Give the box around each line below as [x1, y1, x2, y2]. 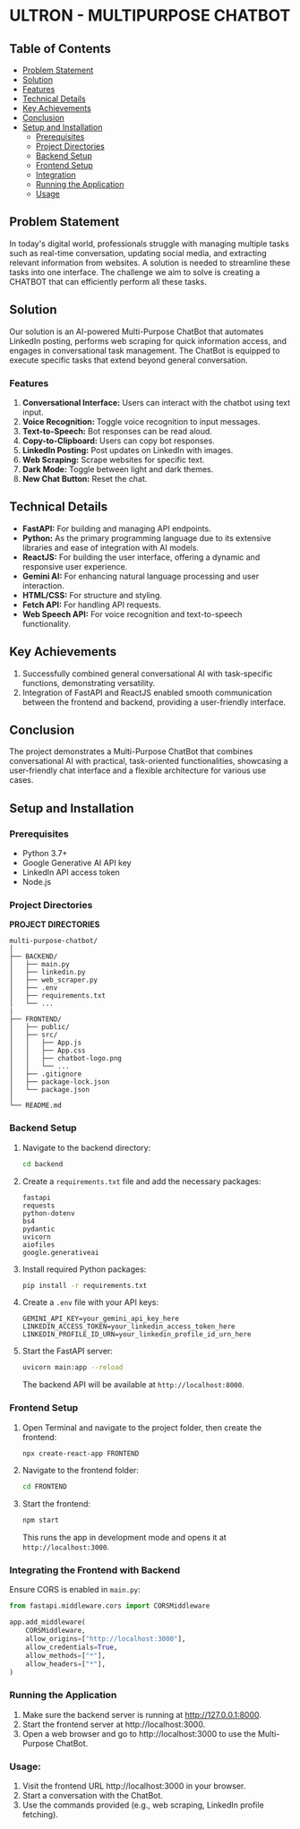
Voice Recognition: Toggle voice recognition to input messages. [21, 416, 261, 426]
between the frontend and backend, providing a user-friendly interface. [21, 696, 287, 708]
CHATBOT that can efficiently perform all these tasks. [9, 276, 208, 287]
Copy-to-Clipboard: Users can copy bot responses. [21, 435, 215, 446]
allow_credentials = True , [25, 1643, 118, 1652]
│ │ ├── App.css [9, 1046, 87, 1055]
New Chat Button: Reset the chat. [21, 473, 148, 484]
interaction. [21, 580, 64, 591]
